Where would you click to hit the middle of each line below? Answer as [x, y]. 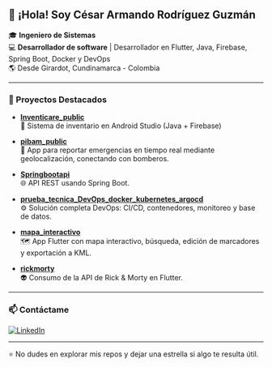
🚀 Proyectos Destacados [58, 100]
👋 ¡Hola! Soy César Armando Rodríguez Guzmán [132, 15]
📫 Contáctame [39, 310]
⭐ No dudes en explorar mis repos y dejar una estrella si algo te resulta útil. [134, 354]
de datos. [36, 216]
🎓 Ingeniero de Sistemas [52, 35]
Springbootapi [45, 174]
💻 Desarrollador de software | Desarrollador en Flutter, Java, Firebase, [128, 47]
